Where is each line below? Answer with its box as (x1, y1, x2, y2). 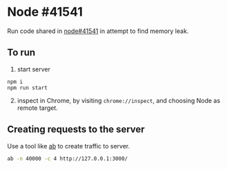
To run (7, 47, 36, 58)
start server (17, 65, 50, 73)
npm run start (7, 84, 48, 91)
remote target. (17, 104, 59, 112)
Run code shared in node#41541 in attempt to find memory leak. (7, 27, 189, 35)
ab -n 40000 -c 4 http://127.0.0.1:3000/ (7, 155, 128, 162)
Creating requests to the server (7, 124, 145, 135)
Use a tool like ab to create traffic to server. (7, 142, 130, 150)
